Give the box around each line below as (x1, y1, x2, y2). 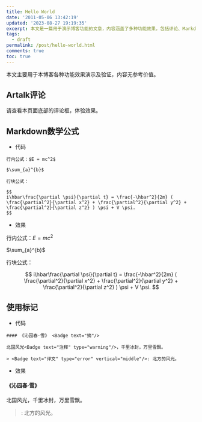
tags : (6, 31, 20, 37)
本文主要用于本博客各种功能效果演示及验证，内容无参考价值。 (6, 70, 159, 78)
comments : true (6, 48, 44, 54)
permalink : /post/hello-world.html (6, 43, 96, 49)
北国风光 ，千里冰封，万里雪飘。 (6, 396, 85, 403)
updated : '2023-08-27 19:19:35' (6, 20, 87, 26)
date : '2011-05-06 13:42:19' (6, 14, 79, 20)
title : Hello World (6, 8, 55, 15)
